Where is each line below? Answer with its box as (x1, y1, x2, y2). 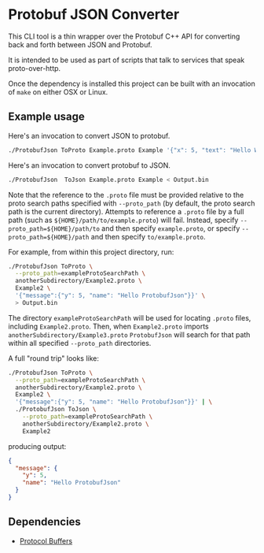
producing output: (8, 441, 67, 451)
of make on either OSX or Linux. (8, 87, 108, 96)
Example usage (8, 110, 85, 124)
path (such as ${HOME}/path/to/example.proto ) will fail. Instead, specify (8, 215, 239, 225)
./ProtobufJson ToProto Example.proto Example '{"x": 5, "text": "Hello (8, 146, 251, 154)
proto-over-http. (8, 63, 61, 72)
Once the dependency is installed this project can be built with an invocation (8, 79, 255, 88)
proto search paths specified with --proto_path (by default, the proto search (8, 199, 255, 208)
